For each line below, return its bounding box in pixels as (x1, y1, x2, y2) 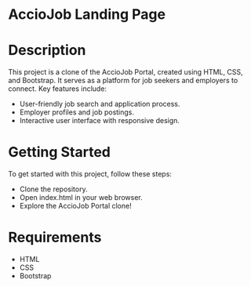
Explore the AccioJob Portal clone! (19, 202, 132, 211)
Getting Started (8, 143, 111, 162)
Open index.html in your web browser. (19, 193, 143, 202)
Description (8, 42, 86, 60)
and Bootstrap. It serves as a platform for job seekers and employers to (8, 76, 238, 85)
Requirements (8, 229, 102, 246)
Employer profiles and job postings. (19, 107, 135, 117)
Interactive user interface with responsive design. (19, 116, 180, 125)
